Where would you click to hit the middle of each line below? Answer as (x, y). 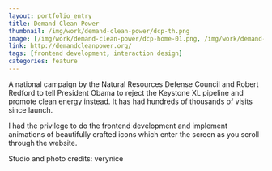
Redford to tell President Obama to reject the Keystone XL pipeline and (126, 92)
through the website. (43, 143)
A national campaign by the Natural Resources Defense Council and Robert (134, 84)
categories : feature (43, 62)
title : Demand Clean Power (54, 24)
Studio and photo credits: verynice (66, 158)
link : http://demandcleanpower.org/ (70, 46)
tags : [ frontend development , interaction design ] (96, 53)
